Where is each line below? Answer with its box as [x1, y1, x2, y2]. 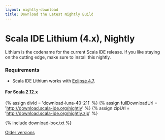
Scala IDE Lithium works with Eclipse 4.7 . [12, 78, 95, 84]
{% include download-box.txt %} [5, 120, 72, 126]
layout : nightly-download [5, 7, 58, 12]
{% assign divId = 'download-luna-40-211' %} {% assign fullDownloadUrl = [5, 100, 158, 106]
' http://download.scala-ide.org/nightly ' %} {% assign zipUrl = [5, 105, 130, 111]
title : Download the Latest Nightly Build [5, 12, 94, 17]
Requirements [5, 67, 40, 74]
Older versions [5, 129, 35, 135]
